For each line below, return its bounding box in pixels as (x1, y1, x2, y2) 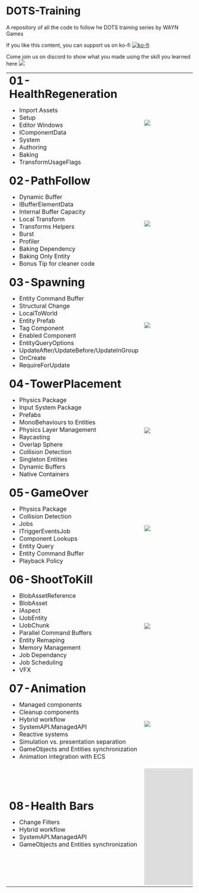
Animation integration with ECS (19, 752, 105, 760)
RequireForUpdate (19, 361, 70, 369)
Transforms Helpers (19, 222, 75, 231)
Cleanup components (19, 707, 79, 716)
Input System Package (19, 403, 82, 412)
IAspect (19, 606, 41, 614)
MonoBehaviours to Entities (19, 418, 96, 426)
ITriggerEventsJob (19, 527, 71, 535)
